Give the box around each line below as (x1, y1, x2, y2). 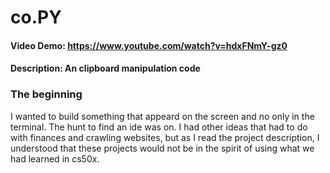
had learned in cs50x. (10, 152, 100, 165)
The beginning (10, 87, 83, 101)
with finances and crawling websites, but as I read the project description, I (10, 131, 320, 143)
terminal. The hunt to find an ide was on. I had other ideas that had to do (10, 121, 308, 133)
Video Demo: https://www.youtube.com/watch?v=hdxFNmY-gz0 (10, 39, 288, 51)
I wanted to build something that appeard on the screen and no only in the (10, 110, 315, 122)
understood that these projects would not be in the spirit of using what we (10, 142, 315, 154)
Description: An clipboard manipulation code (10, 62, 201, 75)
